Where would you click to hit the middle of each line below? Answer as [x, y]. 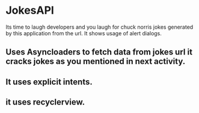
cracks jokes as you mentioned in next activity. [96, 61]
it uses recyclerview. [45, 102]
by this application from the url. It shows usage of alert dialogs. [84, 33]
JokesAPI [30, 10]
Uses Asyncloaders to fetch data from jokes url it [99, 52]
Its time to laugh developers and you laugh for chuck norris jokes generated [99, 27]
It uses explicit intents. [49, 82]
